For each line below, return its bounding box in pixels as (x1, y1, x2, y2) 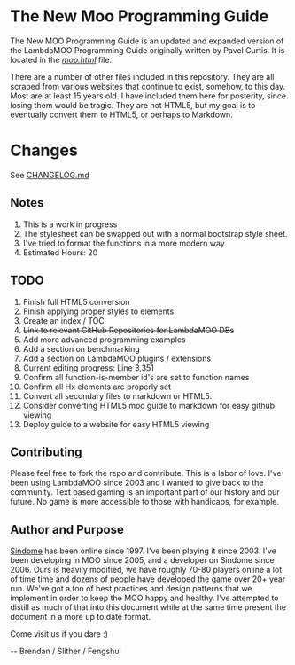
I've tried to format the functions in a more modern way (22, 238, 225, 248)
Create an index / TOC (22, 315, 105, 325)
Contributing (10, 444, 82, 459)
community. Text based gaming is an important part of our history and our (10, 487, 280, 497)
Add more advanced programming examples (22, 334, 187, 345)
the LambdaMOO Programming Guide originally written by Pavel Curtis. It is (10, 44, 285, 55)
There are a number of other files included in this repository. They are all (10, 71, 275, 82)
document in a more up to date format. (10, 612, 151, 622)
